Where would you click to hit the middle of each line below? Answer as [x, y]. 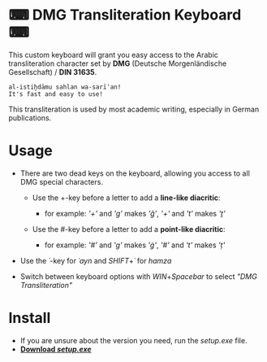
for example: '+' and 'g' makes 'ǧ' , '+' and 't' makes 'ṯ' [135, 213]
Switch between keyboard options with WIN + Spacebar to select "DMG [138, 276]
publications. [30, 118]
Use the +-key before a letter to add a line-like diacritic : [126, 198]
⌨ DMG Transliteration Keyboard [125, 15]
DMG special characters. [62, 181]
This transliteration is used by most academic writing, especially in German [134, 109]
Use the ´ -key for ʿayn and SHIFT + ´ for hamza [96, 260]
